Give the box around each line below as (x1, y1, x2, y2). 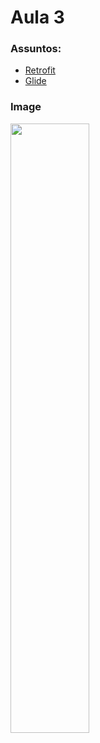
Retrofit (24, 64, 56, 76)
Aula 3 (10, 6, 65, 29)
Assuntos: (10, 42, 62, 56)
